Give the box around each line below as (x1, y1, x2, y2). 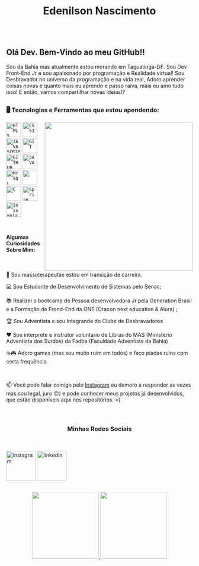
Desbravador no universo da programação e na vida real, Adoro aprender (6, 75, 185, 83)
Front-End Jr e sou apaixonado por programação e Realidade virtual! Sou (6, 69, 185, 77)
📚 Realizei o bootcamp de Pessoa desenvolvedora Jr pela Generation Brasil (6, 297, 192, 304)
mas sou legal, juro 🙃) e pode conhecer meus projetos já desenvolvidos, (6, 390, 185, 397)
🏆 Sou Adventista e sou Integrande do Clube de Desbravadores (6, 317, 163, 324)
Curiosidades (6, 239, 40, 247)
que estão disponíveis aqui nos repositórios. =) (6, 396, 121, 403)
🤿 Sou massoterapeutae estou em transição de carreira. (6, 271, 143, 278)
